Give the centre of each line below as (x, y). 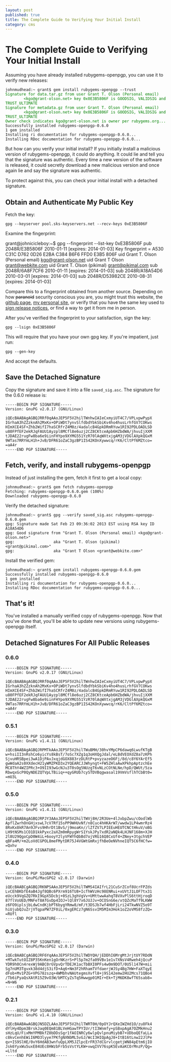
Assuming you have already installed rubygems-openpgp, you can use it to (84, 75)
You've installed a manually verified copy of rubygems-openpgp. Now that (84, 616)
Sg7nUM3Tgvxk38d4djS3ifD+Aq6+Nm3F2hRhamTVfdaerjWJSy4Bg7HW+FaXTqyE (79, 969)
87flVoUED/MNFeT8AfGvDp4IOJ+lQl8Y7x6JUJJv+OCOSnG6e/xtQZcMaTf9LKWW (79, 901)
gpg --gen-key (20, 352)
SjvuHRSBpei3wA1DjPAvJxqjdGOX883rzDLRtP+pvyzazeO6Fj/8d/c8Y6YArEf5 (79, 759)
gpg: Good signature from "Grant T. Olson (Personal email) (71, 533)
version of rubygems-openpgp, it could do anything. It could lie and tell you (85, 154)
